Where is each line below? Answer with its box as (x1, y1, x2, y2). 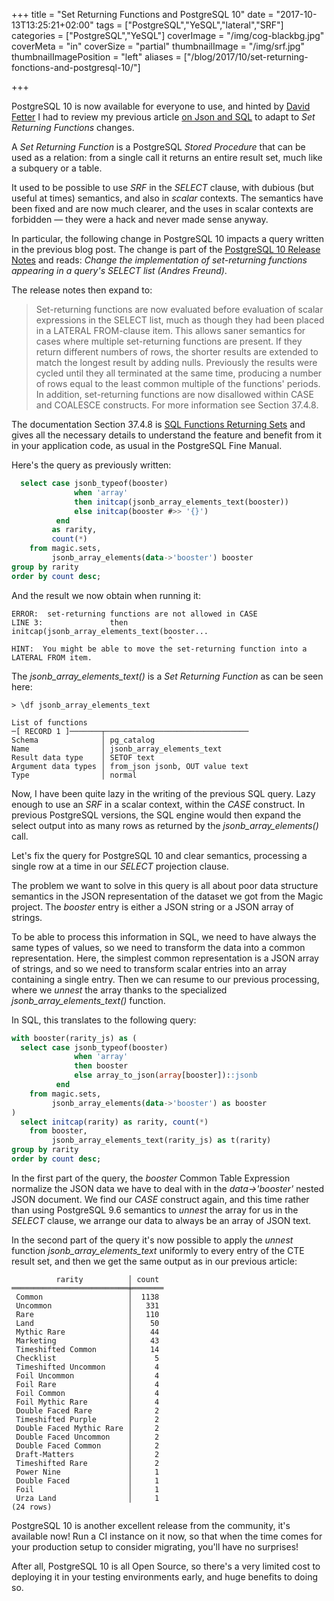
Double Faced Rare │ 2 (15, 1405, 160, 1416)
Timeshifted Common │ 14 (15, 1344, 160, 1354)
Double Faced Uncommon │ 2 (15, 1432, 160, 1442)
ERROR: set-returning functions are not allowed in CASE (11, 609, 258, 619)
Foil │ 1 (15, 1484, 160, 1494)
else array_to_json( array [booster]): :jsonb (74, 1070, 258, 1081)
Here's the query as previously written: (11, 459, 172, 471)
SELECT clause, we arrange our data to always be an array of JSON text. (11, 1214, 312, 1226)
